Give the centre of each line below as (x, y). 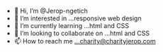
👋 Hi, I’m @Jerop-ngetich (51, 11)
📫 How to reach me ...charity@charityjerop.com (85, 41)
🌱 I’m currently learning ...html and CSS (72, 26)
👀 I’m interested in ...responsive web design (78, 18)
